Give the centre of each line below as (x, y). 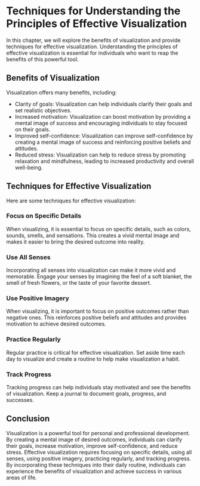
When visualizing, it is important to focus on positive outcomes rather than (98, 311)
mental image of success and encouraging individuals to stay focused (101, 123)
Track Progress (29, 374)
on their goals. (33, 129)
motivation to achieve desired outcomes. (56, 324)
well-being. (29, 167)
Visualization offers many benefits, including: (61, 92)
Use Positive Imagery (38, 299)
